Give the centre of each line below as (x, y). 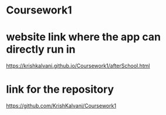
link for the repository (60, 89)
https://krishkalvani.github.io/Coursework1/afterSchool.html (78, 66)
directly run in (41, 50)
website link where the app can (84, 37)
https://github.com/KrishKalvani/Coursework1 (61, 106)
